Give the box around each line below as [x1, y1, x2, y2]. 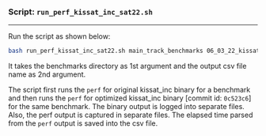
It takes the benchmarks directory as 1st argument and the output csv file [8, 62, 247, 71]
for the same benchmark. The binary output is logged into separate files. [8, 102, 245, 111]
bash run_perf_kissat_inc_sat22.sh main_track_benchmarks [8, 47, 203, 55]
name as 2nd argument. [8, 70, 86, 79]
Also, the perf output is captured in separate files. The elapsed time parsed [8, 110, 253, 120]
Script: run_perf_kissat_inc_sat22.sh [8, 6, 153, 17]
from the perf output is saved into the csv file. [8, 119, 158, 128]
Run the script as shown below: [8, 32, 111, 41]
